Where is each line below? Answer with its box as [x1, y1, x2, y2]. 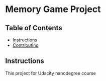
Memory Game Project [5, 4, 101, 15]
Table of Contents [5, 24, 63, 32]
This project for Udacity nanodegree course [5, 70, 96, 76]
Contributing [12, 42, 39, 48]
